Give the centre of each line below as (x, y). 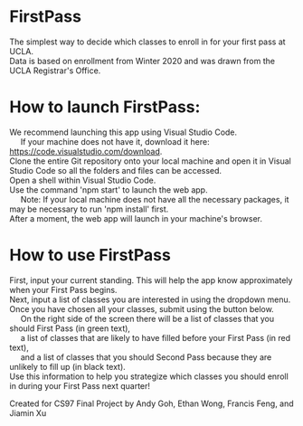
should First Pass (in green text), (70, 328)
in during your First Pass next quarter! (80, 385)
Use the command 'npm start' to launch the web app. (109, 189)
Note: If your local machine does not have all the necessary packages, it (155, 199)
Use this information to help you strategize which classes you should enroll (149, 376)
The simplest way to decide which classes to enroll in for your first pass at (148, 42)
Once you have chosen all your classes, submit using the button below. (142, 308)
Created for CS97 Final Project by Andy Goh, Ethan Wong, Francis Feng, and (151, 403)
